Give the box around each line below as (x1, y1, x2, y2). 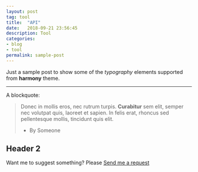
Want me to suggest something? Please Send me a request (6, 159, 150, 166)
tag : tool (6, 14, 31, 20)
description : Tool (6, 31, 51, 36)
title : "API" (6, 19, 41, 25)
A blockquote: (6, 92, 40, 99)
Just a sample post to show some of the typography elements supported (6, 68, 183, 75)
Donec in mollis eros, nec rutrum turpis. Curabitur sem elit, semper (20, 103, 184, 110)
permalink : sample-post (6, 52, 65, 58)
